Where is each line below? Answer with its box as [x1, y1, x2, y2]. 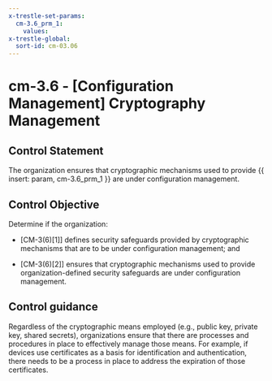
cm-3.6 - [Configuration [8, 77, 175, 96]
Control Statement [8, 144, 104, 158]
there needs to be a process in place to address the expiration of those [8, 356, 246, 366]
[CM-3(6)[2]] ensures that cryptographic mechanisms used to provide [19, 259, 256, 269]
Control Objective [8, 197, 100, 211]
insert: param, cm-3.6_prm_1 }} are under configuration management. [8, 174, 240, 184]
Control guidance [8, 300, 99, 314]
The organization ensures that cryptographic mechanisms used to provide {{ [8, 166, 265, 175]
